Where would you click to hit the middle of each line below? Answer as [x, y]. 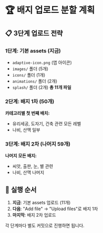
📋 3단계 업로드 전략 [34, 33]
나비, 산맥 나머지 [28, 172]
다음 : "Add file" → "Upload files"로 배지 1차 [55, 209]
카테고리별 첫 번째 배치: [27, 113]
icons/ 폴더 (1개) [29, 75]
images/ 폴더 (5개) [30, 69]
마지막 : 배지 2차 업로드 [34, 215]
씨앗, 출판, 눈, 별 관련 [33, 166]
